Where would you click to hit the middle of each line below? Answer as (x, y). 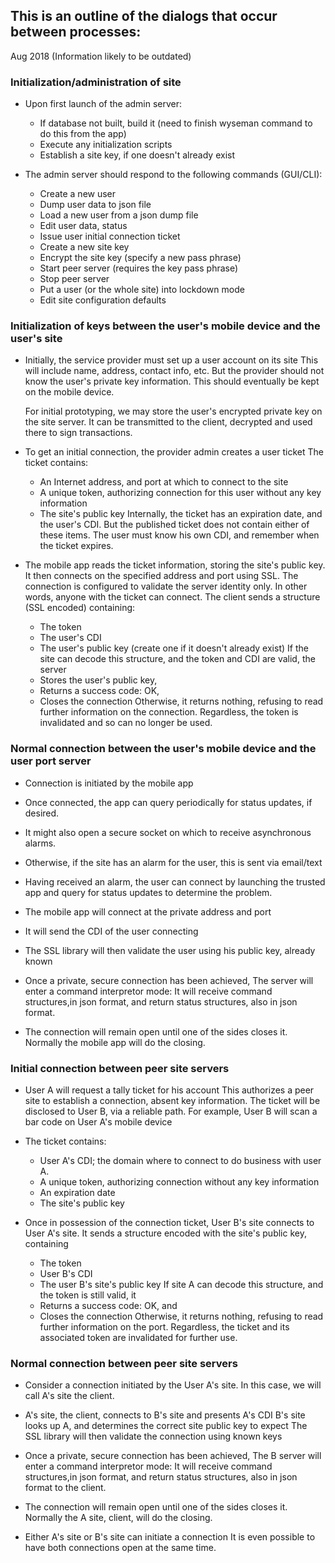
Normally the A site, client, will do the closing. (118, 1518)
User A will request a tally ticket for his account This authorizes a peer (169, 1090)
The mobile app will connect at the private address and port (148, 911)
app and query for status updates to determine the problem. (148, 892)
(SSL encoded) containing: (80, 608)
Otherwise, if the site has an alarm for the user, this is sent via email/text (173, 862)
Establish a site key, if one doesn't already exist (137, 155)
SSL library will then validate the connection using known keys (153, 1436)
